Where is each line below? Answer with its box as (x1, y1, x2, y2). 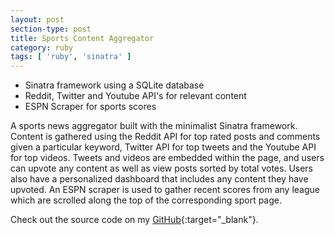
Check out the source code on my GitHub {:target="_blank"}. (10, 214, 259, 226)
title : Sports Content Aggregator (10, 33, 155, 43)
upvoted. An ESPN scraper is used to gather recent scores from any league (10, 184, 320, 196)
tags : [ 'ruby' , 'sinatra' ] (10, 52, 132, 62)
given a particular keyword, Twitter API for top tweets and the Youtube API (10, 141, 317, 153)
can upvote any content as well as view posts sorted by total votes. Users (10, 162, 314, 175)
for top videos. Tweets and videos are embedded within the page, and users (10, 152, 325, 164)
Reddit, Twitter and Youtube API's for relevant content (24, 90, 247, 102)
